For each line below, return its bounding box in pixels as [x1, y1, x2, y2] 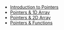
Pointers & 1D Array [9, 9, 50, 15]
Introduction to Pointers [9, 4, 59, 10]
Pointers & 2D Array [9, 15, 51, 20]
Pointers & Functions [9, 20, 53, 26]
